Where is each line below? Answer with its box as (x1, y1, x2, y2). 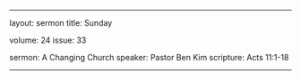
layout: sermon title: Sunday (9, 18, 113, 28)
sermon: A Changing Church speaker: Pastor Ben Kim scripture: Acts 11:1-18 (9, 52, 289, 62)
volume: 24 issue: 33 (9, 35, 87, 45)
